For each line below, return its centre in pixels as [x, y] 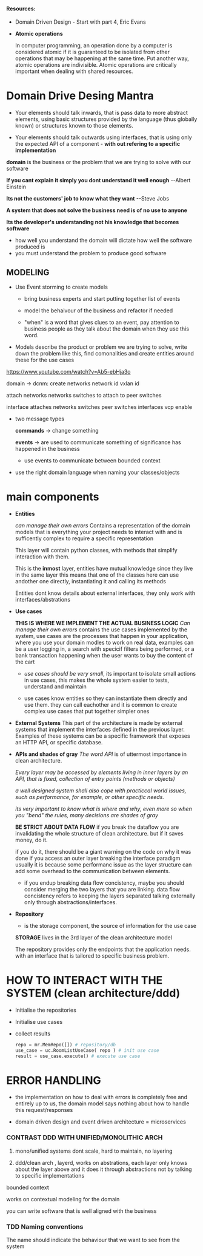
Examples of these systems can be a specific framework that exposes [102, 736]
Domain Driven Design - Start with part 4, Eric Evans [81, 22]
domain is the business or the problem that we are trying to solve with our [99, 162]
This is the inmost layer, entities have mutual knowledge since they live [104, 568]
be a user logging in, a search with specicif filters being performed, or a [105, 649]
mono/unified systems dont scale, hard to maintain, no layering [94, 1151]
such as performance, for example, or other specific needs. [90, 797]
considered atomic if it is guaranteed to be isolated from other [92, 52]
